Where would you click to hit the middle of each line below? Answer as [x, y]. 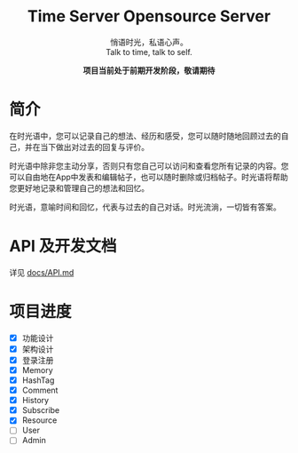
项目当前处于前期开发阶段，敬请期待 [149, 70]
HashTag [38, 380]
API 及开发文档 [63, 246]
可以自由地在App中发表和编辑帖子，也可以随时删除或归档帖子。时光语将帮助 [149, 177]
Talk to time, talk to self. [149, 52]
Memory [37, 370]
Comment [40, 390]
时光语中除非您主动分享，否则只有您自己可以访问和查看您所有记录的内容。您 [149, 165]
